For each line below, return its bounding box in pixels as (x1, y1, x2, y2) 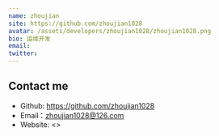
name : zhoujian (8, 11, 60, 20)
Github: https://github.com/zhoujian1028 (19, 100, 155, 110)
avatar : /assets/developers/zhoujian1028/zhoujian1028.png (8, 27, 212, 35)
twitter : (8, 49, 38, 57)
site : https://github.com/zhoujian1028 (8, 19, 143, 28)
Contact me (8, 79, 69, 93)
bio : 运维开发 (8, 34, 51, 43)
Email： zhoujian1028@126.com (19, 110, 124, 120)
